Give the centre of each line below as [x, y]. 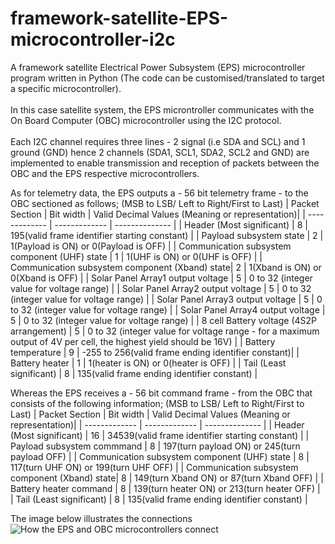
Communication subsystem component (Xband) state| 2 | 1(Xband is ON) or [166, 267]
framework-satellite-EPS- [119, 18]
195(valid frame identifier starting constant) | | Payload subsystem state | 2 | [167, 235]
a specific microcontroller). [66, 88]
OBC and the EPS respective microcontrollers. [105, 173]
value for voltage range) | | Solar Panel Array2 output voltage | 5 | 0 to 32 [161, 288]
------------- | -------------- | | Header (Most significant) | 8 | [181, 224]
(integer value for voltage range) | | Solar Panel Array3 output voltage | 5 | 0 [166, 299]
